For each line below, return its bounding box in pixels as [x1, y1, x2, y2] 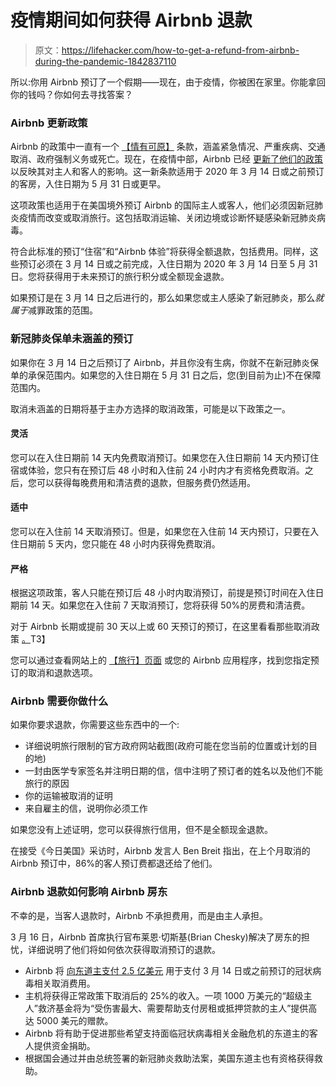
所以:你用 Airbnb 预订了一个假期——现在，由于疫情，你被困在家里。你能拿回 [10, 76, 326, 88]
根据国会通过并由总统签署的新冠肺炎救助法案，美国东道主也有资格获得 [24, 1052, 315, 1064]
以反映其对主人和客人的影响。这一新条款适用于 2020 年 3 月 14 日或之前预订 [10, 166, 325, 178]
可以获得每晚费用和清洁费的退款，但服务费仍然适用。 [36, 476, 256, 488]
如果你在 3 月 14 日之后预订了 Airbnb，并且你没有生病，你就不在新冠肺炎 [10, 356, 311, 368]
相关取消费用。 [33, 977, 96, 989]
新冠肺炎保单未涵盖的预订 [10, 332, 134, 346]
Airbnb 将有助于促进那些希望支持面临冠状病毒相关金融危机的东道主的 [24, 1027, 310, 1039]
